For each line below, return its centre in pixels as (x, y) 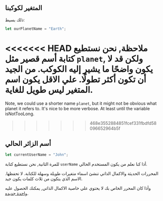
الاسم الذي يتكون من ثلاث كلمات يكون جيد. (44, 179)
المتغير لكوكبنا (24, 8)
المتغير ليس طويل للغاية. (49, 90)
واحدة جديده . (17, 193)
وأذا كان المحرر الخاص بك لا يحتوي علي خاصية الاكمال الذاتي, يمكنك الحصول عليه (78, 188)
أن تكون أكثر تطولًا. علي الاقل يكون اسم (76, 79)
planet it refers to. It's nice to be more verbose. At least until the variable (77, 108)
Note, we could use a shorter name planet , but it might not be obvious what (81, 103)
